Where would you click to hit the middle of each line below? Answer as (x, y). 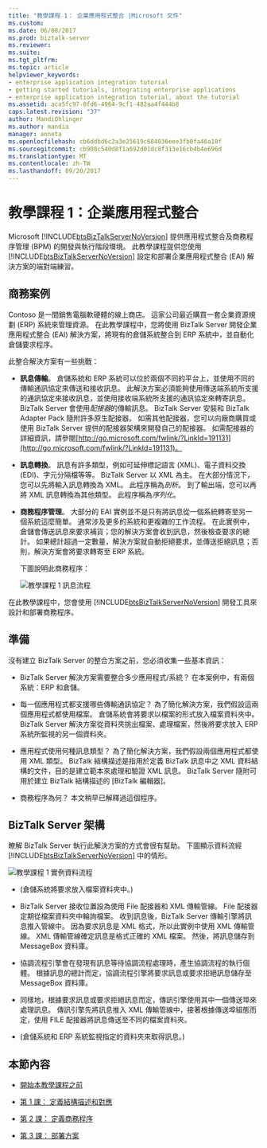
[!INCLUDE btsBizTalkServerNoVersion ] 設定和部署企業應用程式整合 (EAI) (127, 256)
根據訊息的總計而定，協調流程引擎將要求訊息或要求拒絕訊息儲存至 (143, 973)
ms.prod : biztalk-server (49, 38)
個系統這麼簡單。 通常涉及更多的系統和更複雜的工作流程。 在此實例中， (137, 521)
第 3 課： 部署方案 (49, 1136)
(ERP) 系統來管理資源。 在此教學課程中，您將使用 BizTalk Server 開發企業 (137, 324)
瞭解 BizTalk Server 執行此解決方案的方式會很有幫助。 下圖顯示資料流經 (125, 845)
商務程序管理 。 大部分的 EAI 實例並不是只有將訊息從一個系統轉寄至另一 (136, 511)
